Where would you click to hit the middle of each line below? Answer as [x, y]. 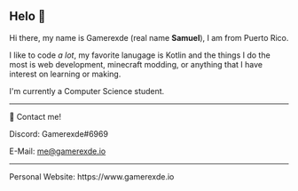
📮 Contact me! [35, 116]
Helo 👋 [27, 16]
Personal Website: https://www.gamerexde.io [92, 176]
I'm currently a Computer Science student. [87, 91]
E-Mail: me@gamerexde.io [58, 151]
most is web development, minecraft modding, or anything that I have [136, 64]
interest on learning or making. [65, 74]
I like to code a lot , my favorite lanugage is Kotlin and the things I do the [140, 55]
